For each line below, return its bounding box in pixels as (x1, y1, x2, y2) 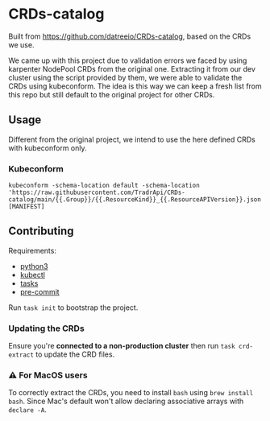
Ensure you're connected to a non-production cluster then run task (8, 341, 235, 351)
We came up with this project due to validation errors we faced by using (8, 56, 247, 65)
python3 (19, 261, 48, 270)
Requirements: (8, 246, 56, 255)
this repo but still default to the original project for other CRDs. (8, 89, 215, 99)
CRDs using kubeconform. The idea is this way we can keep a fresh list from (8, 81, 262, 91)
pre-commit (19, 287, 60, 296)
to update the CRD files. (35, 349, 115, 359)
